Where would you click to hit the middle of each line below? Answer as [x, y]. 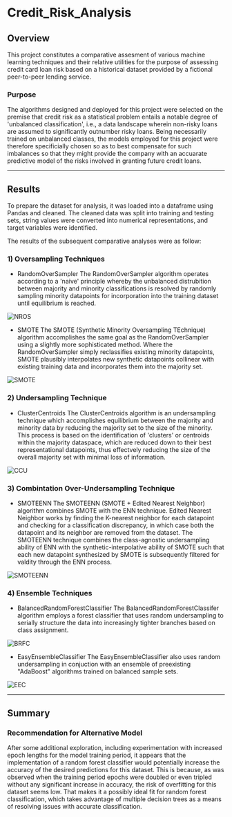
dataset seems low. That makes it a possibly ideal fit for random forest [107, 791]
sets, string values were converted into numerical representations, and [108, 220]
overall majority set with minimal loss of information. [91, 457]
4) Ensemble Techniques [50, 593]
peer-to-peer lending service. [49, 77]
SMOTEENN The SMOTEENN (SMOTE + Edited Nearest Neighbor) [111, 503]
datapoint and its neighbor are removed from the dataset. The [105, 532]
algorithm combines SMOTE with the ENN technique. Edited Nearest [114, 511]
